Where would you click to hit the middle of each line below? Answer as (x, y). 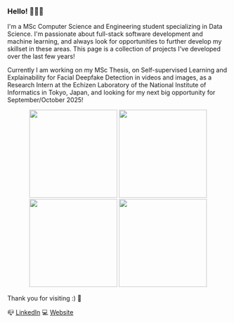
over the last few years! (41, 56)
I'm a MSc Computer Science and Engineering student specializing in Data (115, 27)
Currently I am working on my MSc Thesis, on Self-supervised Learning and (117, 70)
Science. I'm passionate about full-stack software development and (105, 34)
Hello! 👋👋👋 (26, 11)
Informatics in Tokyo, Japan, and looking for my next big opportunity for (111, 93)
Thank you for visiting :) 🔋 (45, 298)
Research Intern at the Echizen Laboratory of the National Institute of (107, 85)
